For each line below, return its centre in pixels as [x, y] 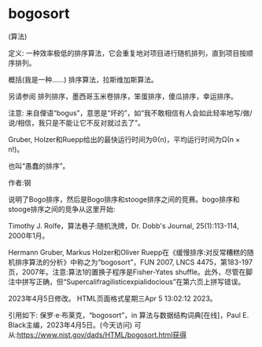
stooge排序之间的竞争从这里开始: [62, 209]
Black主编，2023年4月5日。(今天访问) [70, 325]
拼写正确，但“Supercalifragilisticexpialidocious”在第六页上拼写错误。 [133, 281]
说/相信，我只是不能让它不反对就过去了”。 [77, 122]
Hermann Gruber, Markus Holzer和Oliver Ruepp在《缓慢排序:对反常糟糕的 [128, 252]
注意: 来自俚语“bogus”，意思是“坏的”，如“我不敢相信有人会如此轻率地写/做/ [131, 113]
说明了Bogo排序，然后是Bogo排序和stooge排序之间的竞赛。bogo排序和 [124, 199]
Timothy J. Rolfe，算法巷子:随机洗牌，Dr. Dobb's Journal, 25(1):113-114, [124, 225]
